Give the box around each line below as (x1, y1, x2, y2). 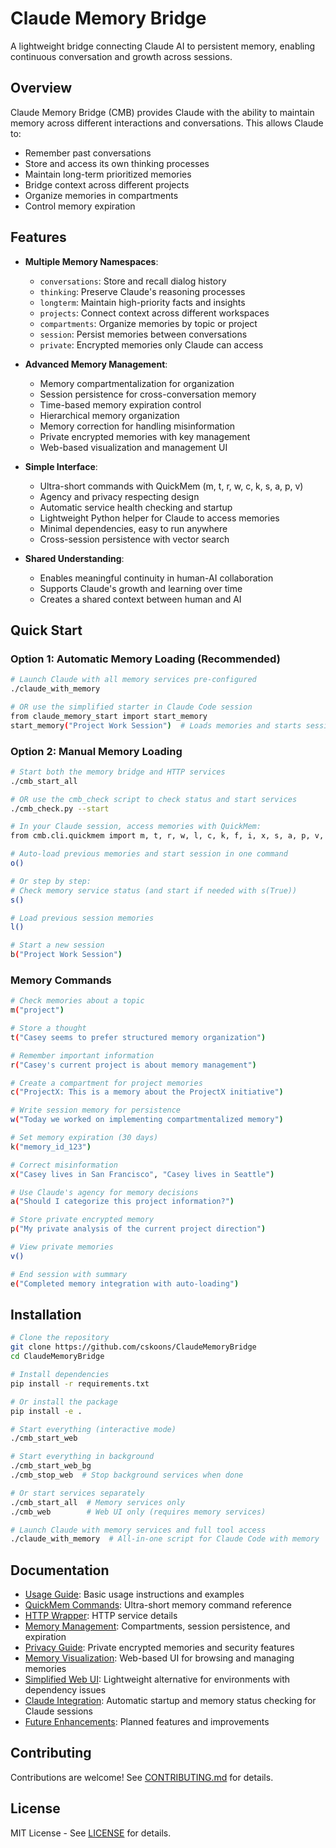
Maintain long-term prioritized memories (24, 168, 192, 180)
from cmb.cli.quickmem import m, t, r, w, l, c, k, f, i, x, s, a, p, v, (10, 831, 325, 841)
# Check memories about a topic (10, 996, 145, 1006)
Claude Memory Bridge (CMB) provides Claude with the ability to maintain (10, 106, 315, 118)
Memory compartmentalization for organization (39, 377, 235, 389)
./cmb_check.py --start (10, 803, 110, 814)
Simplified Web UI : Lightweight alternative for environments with (24, 1673, 291, 1686)
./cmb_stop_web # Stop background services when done (10, 1470, 244, 1481)
